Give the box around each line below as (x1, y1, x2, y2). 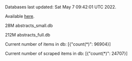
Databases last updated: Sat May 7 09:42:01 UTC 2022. (5, 4, 116, 10)
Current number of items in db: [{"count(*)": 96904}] (5, 41, 111, 47)
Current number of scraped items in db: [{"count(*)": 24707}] (5, 50, 128, 56)
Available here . (5, 13, 35, 19)
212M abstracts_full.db (5, 32, 50, 37)
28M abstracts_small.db (5, 23, 53, 28)
